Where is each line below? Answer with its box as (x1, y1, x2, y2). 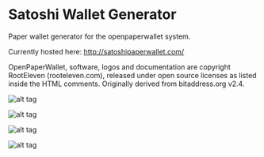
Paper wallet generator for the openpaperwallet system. (8, 32, 191, 41)
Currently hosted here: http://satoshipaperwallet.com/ (8, 47, 185, 56)
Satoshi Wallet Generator (8, 6, 177, 24)
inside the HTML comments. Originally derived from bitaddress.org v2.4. (8, 79, 245, 88)
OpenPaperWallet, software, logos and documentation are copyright (8, 62, 231, 72)
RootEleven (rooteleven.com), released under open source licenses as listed (8, 70, 257, 80)
